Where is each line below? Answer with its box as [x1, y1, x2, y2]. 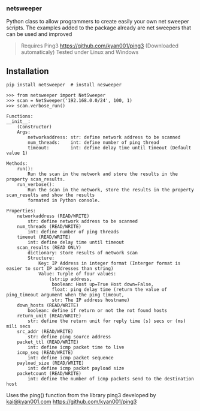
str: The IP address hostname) [51, 297, 130, 304]
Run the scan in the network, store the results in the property [28, 187, 195, 193]
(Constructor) [17, 124, 52, 130]
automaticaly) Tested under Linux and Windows [20, 49, 139, 56]
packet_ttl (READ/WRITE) [17, 339, 79, 346]
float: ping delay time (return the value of [51, 287, 168, 293]
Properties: [6, 208, 36, 214]
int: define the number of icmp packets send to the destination [28, 376, 195, 382]
